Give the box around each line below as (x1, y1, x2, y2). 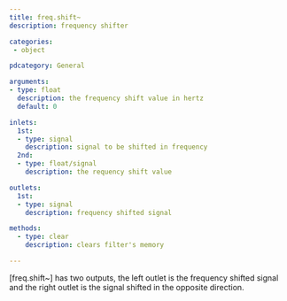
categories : (9, 37, 53, 46)
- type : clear (17, 232, 69, 242)
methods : (9, 224, 42, 233)
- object (12, 45, 46, 54)
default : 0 (17, 102, 58, 111)
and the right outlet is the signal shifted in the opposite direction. (9, 282, 245, 292)
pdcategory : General (9, 61, 86, 71)
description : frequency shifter (9, 21, 128, 30)
